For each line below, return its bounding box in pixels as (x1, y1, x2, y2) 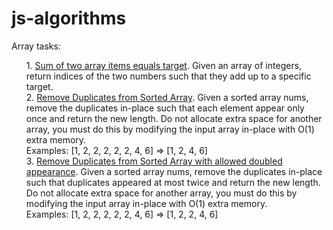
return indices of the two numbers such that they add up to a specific (25, 70, 312, 82)
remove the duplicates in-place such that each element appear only (25, 102, 305, 114)
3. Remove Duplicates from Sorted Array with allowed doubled (25, 155, 283, 167)
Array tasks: (11, 40, 61, 52)
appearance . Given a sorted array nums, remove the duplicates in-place (25, 165, 323, 177)
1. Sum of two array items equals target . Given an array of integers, (25, 59, 303, 71)
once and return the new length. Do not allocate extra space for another (25, 112, 323, 124)
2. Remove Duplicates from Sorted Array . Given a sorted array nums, (25, 91, 309, 103)
